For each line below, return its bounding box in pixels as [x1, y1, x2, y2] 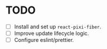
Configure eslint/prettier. [14, 37, 74, 44]
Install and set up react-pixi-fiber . [14, 23, 102, 30]
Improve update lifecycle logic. [14, 30, 89, 37]
